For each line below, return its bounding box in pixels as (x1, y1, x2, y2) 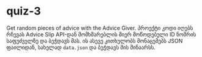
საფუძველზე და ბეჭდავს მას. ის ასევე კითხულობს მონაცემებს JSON (6, 37, 183, 44)
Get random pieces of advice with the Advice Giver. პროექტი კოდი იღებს (6, 24, 193, 32)
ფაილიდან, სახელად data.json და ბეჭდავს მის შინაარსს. (6, 44, 156, 51)
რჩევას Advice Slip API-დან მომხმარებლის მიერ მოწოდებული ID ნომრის (6, 30, 196, 38)
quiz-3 (6, 4, 41, 18)
